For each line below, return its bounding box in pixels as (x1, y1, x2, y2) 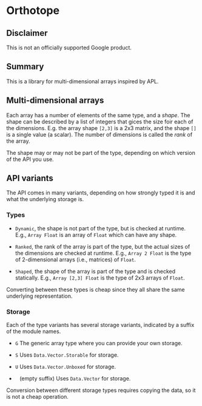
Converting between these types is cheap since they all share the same (6, 286, 185, 293)
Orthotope (6, 4, 59, 18)
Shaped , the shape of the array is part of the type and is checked (15, 267, 176, 275)
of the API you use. (6, 156, 54, 163)
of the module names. (6, 328, 61, 335)
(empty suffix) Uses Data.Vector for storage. (19, 375, 131, 382)
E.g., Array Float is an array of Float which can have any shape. (15, 231, 177, 238)
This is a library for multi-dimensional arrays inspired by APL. (6, 77, 159, 85)
